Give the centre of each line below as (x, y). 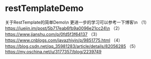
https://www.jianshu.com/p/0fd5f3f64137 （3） (53, 34)
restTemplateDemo (44, 8)
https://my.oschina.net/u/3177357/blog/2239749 (53, 51)
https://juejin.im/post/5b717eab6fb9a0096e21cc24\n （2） (64, 28)
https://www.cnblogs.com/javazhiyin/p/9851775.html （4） (64, 40)
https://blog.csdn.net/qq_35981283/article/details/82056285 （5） (72, 46)
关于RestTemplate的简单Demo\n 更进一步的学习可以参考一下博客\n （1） (77, 22)
